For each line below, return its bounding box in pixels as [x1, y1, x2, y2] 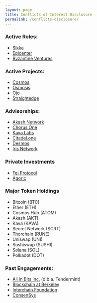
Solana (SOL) [12, 247, 40, 253]
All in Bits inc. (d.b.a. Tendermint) [12, 276, 81, 282]
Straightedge [12, 95, 39, 101]
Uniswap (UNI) [12, 236, 43, 242]
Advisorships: [5, 107, 40, 114]
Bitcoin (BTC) [12, 199, 40, 205]
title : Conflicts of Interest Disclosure [5, 12, 93, 17]
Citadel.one [12, 135, 36, 141]
